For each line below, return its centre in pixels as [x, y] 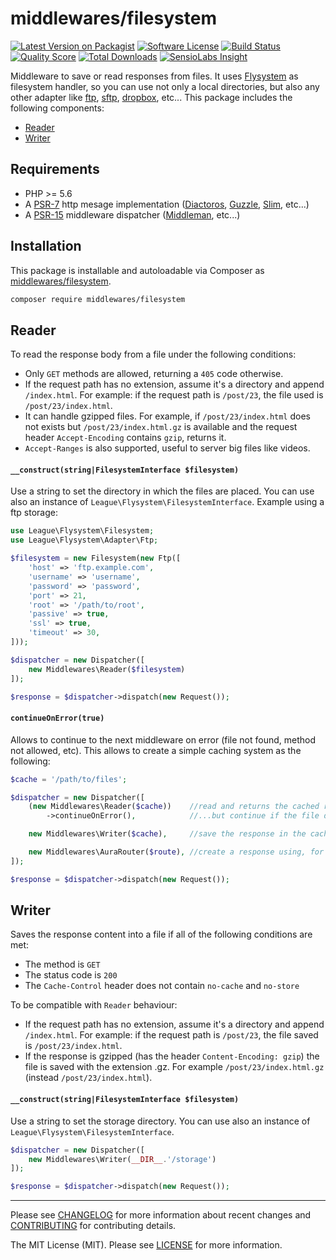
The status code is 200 [71, 975]
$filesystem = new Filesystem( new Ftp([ [96, 558]
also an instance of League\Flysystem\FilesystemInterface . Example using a [167, 502]
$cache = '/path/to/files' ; [69, 779]
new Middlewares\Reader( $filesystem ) [107, 669]
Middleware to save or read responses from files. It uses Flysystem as [154, 76]
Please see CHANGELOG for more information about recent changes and [161, 1215]
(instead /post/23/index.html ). [88, 1078]
